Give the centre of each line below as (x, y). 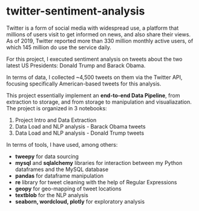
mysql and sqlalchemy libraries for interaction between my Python (99, 162)
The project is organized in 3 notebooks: (57, 108)
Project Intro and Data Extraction (56, 120)
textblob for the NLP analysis (52, 195)
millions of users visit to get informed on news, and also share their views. (99, 34)
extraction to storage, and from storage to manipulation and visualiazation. (99, 102)
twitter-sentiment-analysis (76, 11)
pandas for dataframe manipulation (59, 176)
